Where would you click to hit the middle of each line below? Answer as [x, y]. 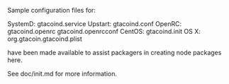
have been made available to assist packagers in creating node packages [114, 53]
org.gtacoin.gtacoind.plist [45, 39]
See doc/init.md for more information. [62, 74]
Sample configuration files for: [51, 10]
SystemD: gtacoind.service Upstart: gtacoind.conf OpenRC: [95, 24]
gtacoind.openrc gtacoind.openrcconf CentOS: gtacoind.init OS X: [104, 31]
